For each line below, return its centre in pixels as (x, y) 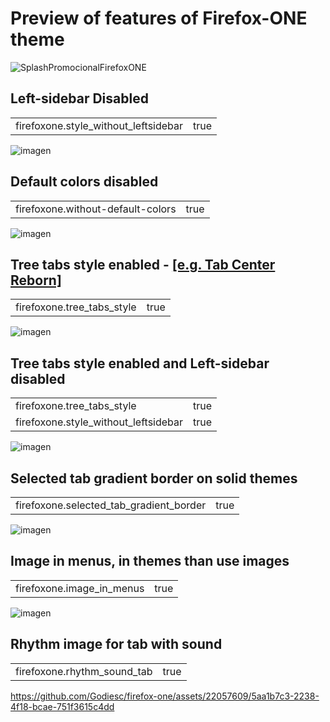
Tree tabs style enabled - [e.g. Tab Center (143, 264)
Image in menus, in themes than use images (150, 561)
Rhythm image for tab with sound (116, 644)
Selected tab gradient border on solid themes (154, 478)
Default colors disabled (84, 182)
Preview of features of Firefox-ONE (159, 18)
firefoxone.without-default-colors (96, 209)
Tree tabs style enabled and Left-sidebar (140, 363)
